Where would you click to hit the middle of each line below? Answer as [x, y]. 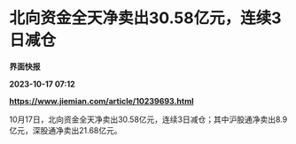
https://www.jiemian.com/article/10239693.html [101, 101]
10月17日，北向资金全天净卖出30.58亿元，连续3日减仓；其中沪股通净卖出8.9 [148, 119]
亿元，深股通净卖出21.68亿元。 [66, 130]
